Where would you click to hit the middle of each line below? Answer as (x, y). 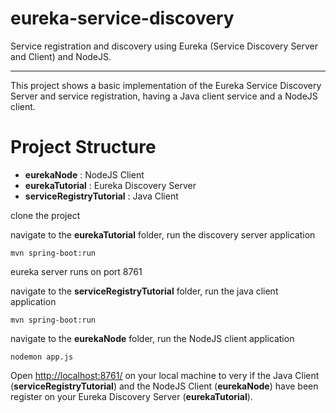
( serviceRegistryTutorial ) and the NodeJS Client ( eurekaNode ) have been (164, 386)
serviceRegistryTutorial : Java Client (101, 196)
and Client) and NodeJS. (61, 56)
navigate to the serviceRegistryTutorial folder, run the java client (144, 291)
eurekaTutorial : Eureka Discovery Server (110, 185)
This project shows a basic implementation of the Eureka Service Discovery (166, 85)
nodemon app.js (42, 357)
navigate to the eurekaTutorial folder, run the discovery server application (163, 234)
